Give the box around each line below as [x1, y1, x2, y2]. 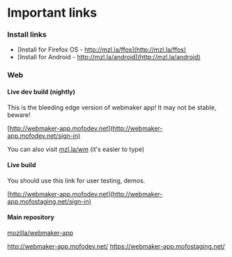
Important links [7, 5, 98, 21]
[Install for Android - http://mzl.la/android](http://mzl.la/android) [17, 53, 201, 61]
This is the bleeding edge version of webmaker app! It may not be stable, [7, 103, 217, 111]
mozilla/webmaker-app [7, 228, 74, 237]
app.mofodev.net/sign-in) [7, 131, 81, 140]
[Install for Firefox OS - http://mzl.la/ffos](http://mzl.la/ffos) [17, 45, 187, 54]
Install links [7, 30, 47, 40]
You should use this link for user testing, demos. [7, 176, 146, 185]
